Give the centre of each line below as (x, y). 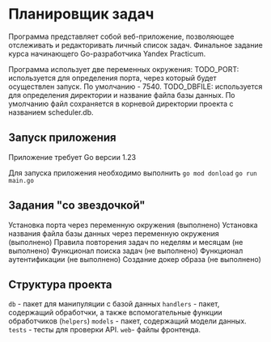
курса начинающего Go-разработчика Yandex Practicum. (107, 53)
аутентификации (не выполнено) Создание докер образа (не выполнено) (135, 259)
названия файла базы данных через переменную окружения (114, 233)
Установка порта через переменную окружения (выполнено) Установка (133, 225)
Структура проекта (60, 284)
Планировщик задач (81, 14)
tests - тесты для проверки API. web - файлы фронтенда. (104, 330)
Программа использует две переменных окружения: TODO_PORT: (124, 69)
